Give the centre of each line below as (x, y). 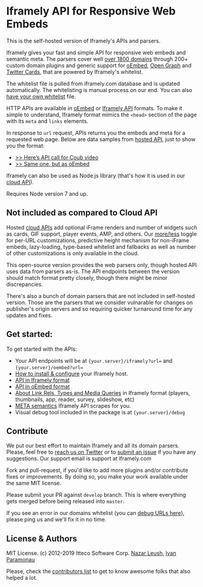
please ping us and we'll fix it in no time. (56, 520)
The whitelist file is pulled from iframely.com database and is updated (93, 84)
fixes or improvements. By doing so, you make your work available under (97, 477)
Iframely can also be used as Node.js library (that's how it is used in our (96, 175)
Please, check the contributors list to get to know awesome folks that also (98, 571)
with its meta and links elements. (48, 121)
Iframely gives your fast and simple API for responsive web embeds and (96, 52)
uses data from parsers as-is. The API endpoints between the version (93, 271)
